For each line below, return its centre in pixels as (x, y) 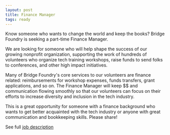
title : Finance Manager (30, 15)
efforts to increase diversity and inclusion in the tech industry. (70, 96)
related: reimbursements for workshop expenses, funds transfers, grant (80, 80)
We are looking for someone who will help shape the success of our (76, 49)
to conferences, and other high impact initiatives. (56, 65)
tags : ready (18, 19)
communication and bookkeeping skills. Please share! (61, 117)
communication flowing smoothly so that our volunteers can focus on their (83, 91)
